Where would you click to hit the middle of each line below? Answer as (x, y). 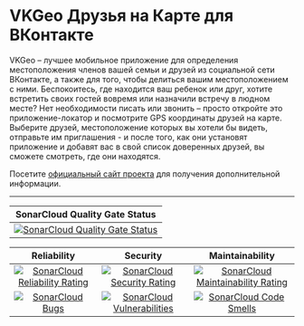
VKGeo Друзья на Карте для (121, 16)
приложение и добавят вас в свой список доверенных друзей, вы (137, 147)
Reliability (53, 255)
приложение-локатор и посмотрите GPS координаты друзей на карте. (146, 118)
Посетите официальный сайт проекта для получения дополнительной (145, 174)
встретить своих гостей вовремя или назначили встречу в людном (140, 98)
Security (143, 255)
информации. (35, 183)
